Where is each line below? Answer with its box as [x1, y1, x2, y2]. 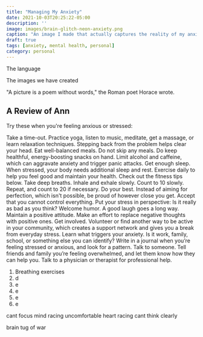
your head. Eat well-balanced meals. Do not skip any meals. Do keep [6, 147, 177, 154]
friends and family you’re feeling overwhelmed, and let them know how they [6, 250, 195, 257]
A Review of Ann [6, 106, 70, 116]
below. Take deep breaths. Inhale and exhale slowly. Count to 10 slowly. [6, 179, 184, 186]
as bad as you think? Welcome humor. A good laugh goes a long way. [6, 204, 179, 212]
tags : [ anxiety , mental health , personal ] [6, 43, 115, 49]
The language [6, 65, 41, 72]
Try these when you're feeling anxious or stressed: [6, 122, 133, 129]
